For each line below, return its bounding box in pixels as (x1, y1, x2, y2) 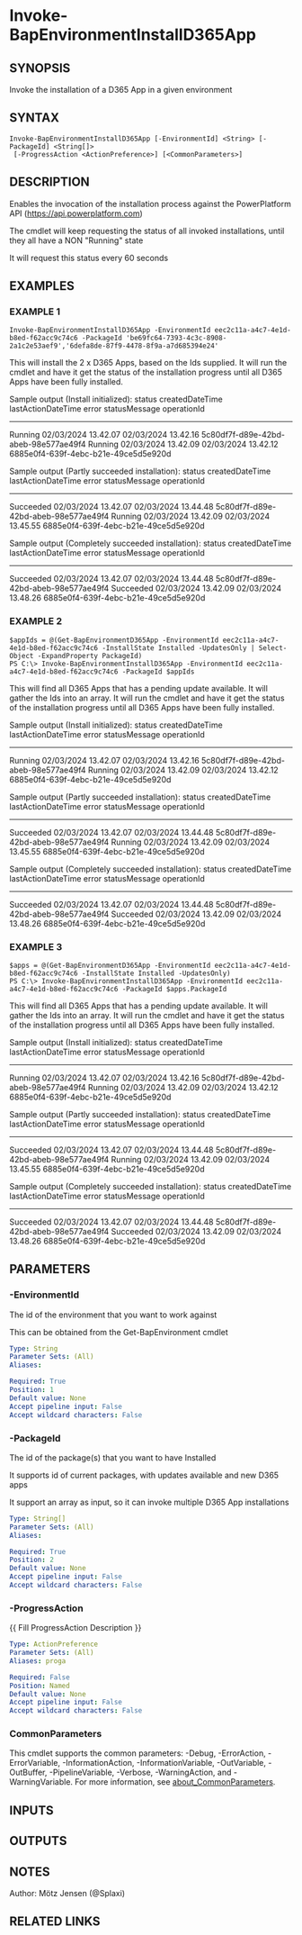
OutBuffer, (9, 1767, 48, 1778)
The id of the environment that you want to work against (9, 1309, 218, 1320)
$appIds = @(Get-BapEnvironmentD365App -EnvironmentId (9, 636, 219, 645)
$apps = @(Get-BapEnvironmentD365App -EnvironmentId (9, 961, 211, 970)
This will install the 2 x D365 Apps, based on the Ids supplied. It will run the (9, 357, 288, 368)
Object (9, 651, 34, 660)
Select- (258, 643, 288, 653)
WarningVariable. (9, 1777, 74, 1787)
